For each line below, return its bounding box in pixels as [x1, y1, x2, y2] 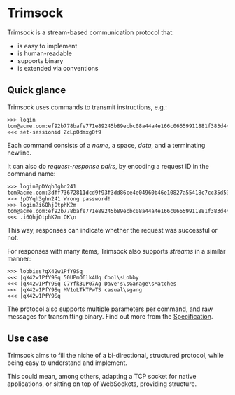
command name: [7, 169, 56, 178]
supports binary [17, 56, 64, 64]
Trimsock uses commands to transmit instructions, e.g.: [7, 103, 168, 111]
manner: [7, 254, 31, 263]
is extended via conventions [17, 64, 99, 72]
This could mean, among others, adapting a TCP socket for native [7, 372, 197, 380]
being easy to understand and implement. [7, 359, 128, 367]
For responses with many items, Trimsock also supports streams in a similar [7, 247, 226, 255]
